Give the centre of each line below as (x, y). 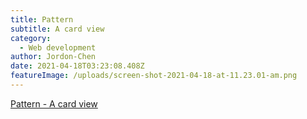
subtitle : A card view (57, 29)
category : (31, 38)
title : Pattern (42, 19)
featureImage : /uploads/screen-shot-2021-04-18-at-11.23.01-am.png (154, 76)
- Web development (58, 47)
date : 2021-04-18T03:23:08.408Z (77, 66)
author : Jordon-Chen (53, 57)
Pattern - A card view (54, 103)
